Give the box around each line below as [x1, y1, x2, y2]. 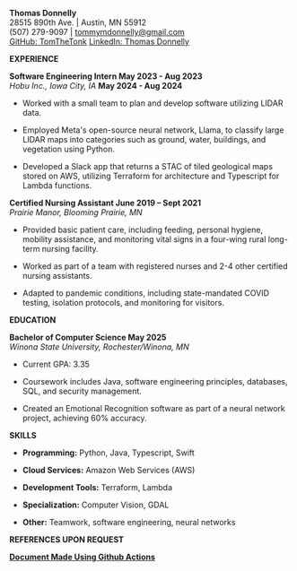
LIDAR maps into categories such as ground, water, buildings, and [22, 134, 266, 144]
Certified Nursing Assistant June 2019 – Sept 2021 [9, 197, 202, 208]
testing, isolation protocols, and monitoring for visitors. [22, 298, 224, 307]
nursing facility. [41, 244, 99, 254]
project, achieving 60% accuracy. [22, 412, 147, 423]
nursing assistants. [22, 271, 92, 281]
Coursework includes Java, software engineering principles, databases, [22, 376, 288, 386]
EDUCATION [9, 315, 57, 325]
